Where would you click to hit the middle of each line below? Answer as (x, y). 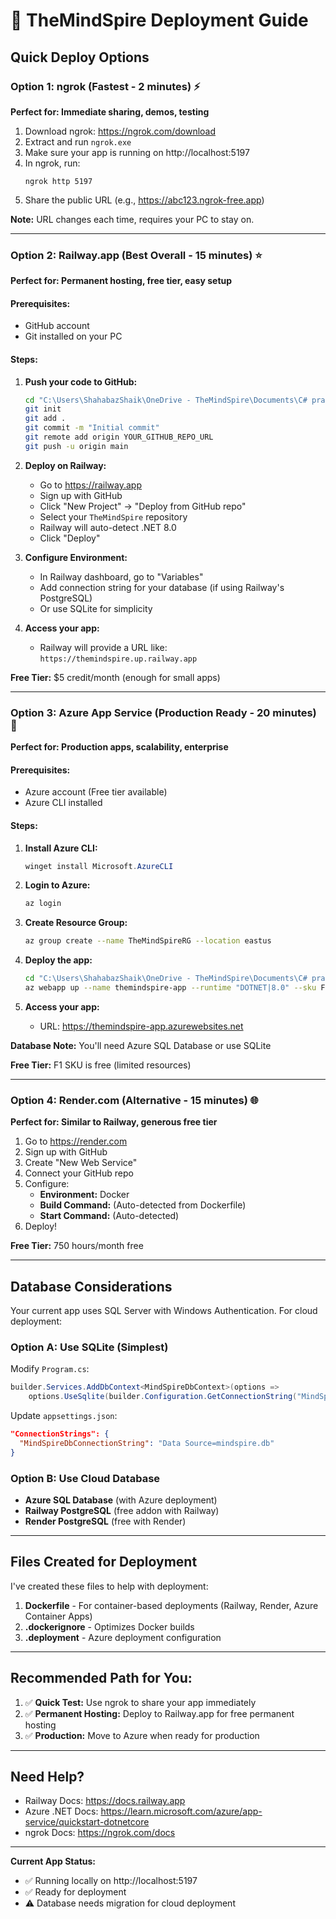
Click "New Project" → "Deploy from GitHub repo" (143, 506)
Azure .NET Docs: (61, 1811)
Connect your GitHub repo (79, 1173)
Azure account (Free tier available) (96, 792)
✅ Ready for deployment (75, 1892)
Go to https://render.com (76, 1141)
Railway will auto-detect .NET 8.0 (108, 527)
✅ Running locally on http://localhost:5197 (111, 1881)
